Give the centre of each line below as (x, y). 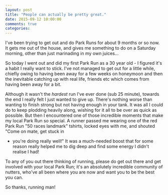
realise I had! (26, 152)
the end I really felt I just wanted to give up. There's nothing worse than (79, 100)
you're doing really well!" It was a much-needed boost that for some (83, 141)
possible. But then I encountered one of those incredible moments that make (84, 115)
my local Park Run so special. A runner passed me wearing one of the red (81, 121)
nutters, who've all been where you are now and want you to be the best (80, 172)
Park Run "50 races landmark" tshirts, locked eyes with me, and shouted (80, 126)
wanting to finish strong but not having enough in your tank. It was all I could (84, 105)
